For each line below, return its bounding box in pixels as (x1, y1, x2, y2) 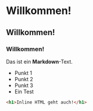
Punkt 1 (14, 69, 33, 77)
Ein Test (14, 88, 34, 95)
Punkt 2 (14, 75, 34, 82)
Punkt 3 (14, 82, 34, 89)
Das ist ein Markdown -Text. (6, 58, 73, 65)
